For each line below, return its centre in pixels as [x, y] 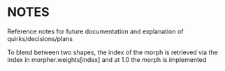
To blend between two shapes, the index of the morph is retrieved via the [112, 52]
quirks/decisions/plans [40, 38]
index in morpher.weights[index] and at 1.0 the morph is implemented [107, 59]
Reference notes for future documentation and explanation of [95, 31]
